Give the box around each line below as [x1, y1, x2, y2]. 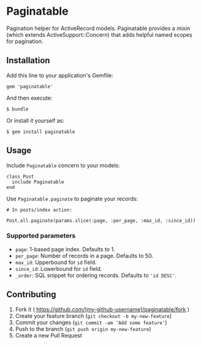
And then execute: [6, 94, 53, 102]
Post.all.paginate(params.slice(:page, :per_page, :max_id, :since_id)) [6, 218, 196, 224]
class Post [6, 173, 34, 180]
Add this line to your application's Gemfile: [6, 72, 113, 79]
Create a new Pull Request [15, 332, 83, 339]
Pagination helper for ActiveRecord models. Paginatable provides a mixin [6, 25, 191, 32]
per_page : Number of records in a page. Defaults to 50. [15, 252, 154, 259]
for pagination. [6, 37, 44, 45]
